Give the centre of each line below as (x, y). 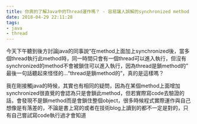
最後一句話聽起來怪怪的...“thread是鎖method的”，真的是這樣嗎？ (85, 73)
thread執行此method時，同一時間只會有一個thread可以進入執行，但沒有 (99, 58)
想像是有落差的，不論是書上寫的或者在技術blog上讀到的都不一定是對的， (95, 108)
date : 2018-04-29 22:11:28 (39, 17)
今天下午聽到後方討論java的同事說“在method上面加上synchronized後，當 (96, 51)
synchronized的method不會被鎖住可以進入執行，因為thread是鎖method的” (97, 66)
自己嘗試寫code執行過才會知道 (49, 115)
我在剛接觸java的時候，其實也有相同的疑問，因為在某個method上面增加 (93, 86)
